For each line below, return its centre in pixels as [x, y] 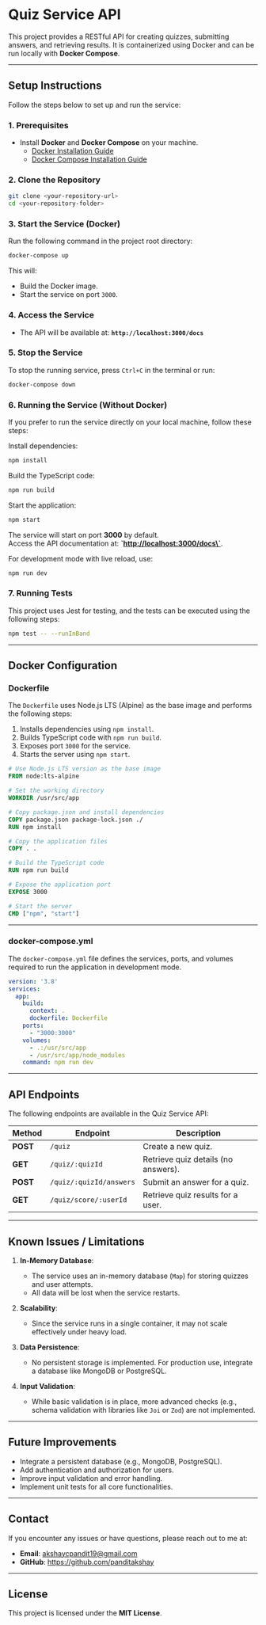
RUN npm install [35, 827]
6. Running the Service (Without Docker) [88, 405]
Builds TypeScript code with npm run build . [91, 737]
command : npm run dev [58, 1063]
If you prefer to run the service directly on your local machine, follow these [130, 422]
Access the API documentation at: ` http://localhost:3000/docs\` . [116, 543]
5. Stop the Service [46, 352]
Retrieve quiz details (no [188, 1159]
